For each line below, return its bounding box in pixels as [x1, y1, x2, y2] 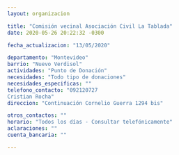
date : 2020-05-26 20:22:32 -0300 [7, 29, 104, 36]
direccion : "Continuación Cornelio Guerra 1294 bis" [7, 99, 164, 106]
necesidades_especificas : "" [7, 80, 92, 87]
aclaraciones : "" [7, 125, 58, 132]
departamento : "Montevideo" [7, 54, 89, 61]
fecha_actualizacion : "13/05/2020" [7, 42, 111, 49]
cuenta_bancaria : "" [7, 131, 68, 138]
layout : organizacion [7, 10, 70, 17]
